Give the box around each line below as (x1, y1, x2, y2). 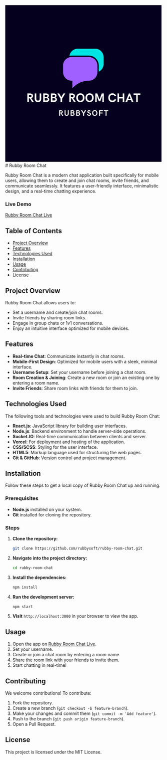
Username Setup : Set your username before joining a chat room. (12, 369, 146, 375)
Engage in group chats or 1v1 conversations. (12, 320, 103, 326)
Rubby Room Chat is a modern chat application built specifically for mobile (5, 172, 159, 178)
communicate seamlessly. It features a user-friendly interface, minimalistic (5, 183, 159, 188)
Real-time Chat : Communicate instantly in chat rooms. (12, 353, 125, 359)
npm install (12, 585, 37, 590)
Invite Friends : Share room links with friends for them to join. (12, 385, 138, 391)
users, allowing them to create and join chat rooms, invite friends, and (5, 177, 149, 183)
